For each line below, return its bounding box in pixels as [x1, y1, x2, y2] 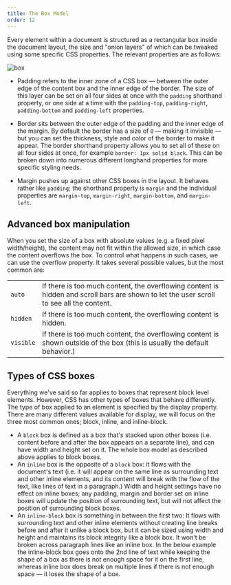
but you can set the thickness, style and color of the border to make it [16, 134, 215, 142]
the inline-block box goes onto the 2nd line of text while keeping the [16, 548, 210, 556]
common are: [7, 266, 45, 274]
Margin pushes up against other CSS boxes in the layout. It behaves [16, 176, 210, 184]
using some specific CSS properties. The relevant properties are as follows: [7, 50, 221, 58]
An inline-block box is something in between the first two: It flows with [16, 511, 221, 520]
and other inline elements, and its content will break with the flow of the [16, 475, 220, 483]
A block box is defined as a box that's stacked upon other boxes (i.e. [16, 431, 212, 439]
